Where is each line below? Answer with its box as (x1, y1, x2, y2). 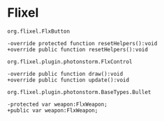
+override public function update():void (7, 76, 130, 83)
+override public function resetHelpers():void (7, 46, 149, 53)
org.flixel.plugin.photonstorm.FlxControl (7, 58, 133, 65)
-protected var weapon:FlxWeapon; (7, 101, 108, 108)
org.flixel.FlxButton (7, 28, 70, 35)
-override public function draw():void (7, 70, 124, 77)
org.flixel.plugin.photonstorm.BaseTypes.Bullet (7, 88, 151, 95)
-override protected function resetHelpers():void (7, 40, 158, 47)
